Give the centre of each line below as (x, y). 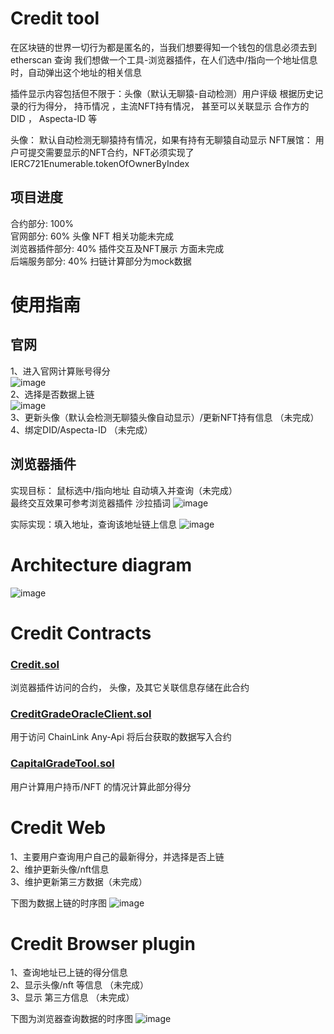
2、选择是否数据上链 (52, 394)
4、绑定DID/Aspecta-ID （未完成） (81, 429)
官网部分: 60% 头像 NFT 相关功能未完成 (92, 236)
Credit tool (55, 18)
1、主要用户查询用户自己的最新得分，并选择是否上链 (117, 856)
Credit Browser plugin (103, 943)
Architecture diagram (101, 564)
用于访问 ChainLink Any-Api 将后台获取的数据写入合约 (121, 737)
